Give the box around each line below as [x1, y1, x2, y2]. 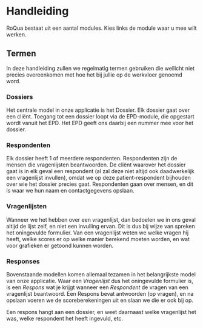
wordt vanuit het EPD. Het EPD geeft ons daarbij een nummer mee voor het [6, 120, 194, 127]
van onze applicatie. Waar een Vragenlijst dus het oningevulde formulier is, [6, 277, 194, 284]
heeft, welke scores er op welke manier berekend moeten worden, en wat [6, 235, 190, 242]
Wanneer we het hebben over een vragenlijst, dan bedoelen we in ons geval [6, 216, 196, 223]
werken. [6, 30, 27, 38]
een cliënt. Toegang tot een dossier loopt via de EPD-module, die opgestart [6, 113, 195, 120]
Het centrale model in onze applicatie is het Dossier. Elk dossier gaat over [6, 106, 190, 114]
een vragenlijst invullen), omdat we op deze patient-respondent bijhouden [6, 174, 191, 182]
